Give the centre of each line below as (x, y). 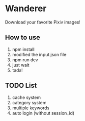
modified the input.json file (39, 54)
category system (29, 102)
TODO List (21, 85)
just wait (21, 65)
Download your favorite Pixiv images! (43, 22)
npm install (23, 49)
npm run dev (25, 60)
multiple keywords (31, 108)
